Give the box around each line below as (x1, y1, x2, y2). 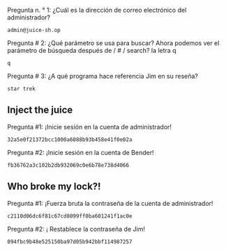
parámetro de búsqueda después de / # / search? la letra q (7, 47, 176, 54)
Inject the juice (7, 104, 73, 116)
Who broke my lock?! (7, 181, 101, 193)
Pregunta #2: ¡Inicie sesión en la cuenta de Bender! (7, 148, 154, 156)
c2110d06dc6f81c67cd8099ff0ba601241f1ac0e (7, 212, 133, 220)
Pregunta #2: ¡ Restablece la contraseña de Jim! (7, 225, 145, 233)
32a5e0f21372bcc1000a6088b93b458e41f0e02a (7, 136, 133, 143)
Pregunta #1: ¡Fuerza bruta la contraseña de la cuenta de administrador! (7, 199, 213, 207)
